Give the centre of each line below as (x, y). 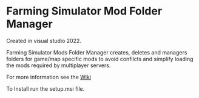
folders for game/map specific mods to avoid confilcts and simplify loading (100, 59)
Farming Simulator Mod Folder (84, 11)
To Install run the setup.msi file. (46, 88)
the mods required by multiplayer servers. (59, 65)
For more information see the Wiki (49, 77)
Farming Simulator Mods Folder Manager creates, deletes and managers (97, 52)
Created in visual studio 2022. (44, 41)
